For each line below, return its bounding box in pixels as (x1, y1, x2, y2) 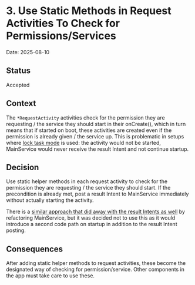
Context (6, 98, 36, 108)
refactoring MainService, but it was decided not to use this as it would (6, 214, 176, 221)
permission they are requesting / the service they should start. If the (6, 184, 171, 191)
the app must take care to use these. (6, 272, 95, 279)
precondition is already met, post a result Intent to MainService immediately (6, 190, 189, 198)
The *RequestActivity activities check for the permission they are (6, 114, 166, 121)
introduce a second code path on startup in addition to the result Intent (6, 221, 177, 228)
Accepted (6, 81, 30, 88)
